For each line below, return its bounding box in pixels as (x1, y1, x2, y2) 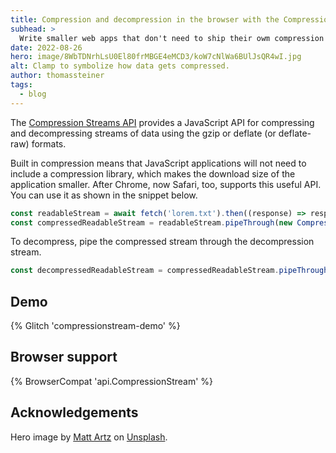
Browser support (10, 349, 118, 366)
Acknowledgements (10, 404, 139, 421)
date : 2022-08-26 (10, 42, 83, 53)
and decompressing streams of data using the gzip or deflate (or (10, 127, 277, 139)
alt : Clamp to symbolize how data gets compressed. (10, 61, 230, 71)
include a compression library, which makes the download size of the (10, 167, 296, 180)
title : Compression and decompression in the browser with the (10, 14, 280, 25)
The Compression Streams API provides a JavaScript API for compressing (10, 116, 315, 128)
